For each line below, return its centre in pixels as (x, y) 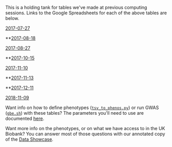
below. (12, 18)
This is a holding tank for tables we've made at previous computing (76, 7)
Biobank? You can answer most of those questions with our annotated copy (85, 134)
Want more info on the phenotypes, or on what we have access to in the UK (85, 128)
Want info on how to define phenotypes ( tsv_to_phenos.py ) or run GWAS (82, 108)
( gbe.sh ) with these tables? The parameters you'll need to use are (75, 113)
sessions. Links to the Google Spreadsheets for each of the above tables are (86, 13)
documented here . (25, 118)
